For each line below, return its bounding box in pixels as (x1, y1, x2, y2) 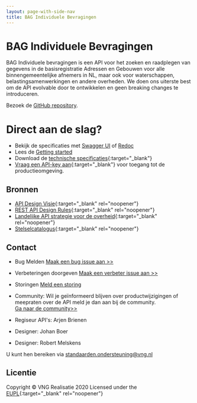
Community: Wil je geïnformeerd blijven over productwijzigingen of (14, 292, 179, 299)
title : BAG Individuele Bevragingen (6, 14, 96, 20)
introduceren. (6, 90, 40, 97)
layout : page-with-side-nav (6, 8, 76, 15)
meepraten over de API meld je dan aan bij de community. (14, 299, 156, 305)
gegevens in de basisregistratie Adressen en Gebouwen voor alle (6, 66, 165, 73)
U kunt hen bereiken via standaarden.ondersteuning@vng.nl (6, 351, 153, 357)
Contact (6, 242, 37, 252)
